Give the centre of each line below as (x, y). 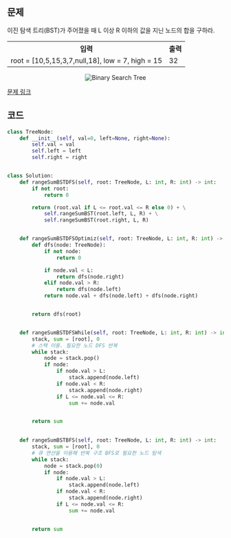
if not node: (62, 251)
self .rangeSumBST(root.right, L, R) (96, 220)
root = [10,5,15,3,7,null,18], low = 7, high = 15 (87, 61)
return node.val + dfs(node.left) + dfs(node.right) (121, 296)
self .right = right (60, 158)
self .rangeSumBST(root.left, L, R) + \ (101, 214)
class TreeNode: (30, 132)
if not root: (51, 189)
